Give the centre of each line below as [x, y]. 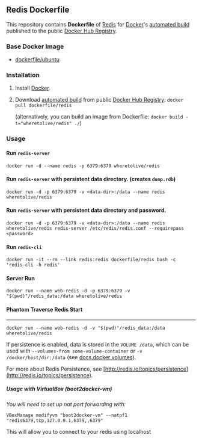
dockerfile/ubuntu [37, 60]
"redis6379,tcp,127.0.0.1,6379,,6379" [55, 421]
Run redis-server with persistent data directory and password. [86, 211]
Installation [23, 75]
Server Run [20, 278]
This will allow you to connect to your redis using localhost [79, 431]
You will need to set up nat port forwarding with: [66, 404]
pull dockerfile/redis [43, 106]
